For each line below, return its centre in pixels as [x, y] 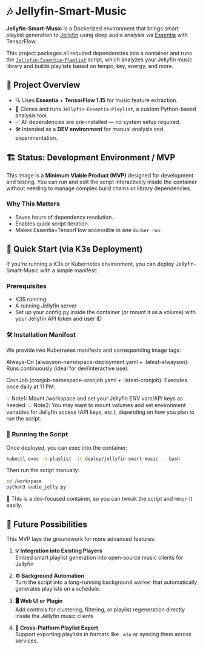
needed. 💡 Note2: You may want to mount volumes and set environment [96, 405]
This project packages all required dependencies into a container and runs [99, 53]
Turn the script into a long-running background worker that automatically [106, 582]
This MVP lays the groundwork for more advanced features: [81, 539]
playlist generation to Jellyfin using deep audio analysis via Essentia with [97, 35]
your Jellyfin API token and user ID [58, 318]
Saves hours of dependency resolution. [64, 217]
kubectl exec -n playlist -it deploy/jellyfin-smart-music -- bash [93, 459]
